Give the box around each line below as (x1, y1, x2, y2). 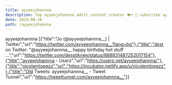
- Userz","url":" (55, 57, 88, 64)
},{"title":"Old (5, 69, 33, 75)
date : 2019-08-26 (5, 17, 42, 22)
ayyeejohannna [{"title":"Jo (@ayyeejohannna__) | (5, 36, 110, 42)
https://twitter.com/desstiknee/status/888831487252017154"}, (24, 52, 156, 58)
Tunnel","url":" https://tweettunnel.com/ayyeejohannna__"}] (5, 74, 130, 80)
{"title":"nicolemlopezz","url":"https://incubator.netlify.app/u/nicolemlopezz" (5, 63, 166, 69)
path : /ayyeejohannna (5, 22, 52, 27)
